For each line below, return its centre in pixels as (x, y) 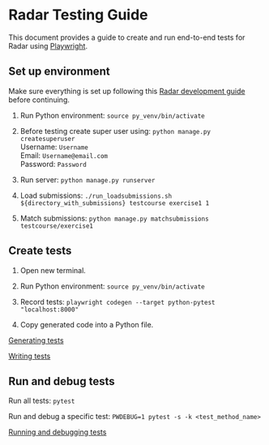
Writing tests (30, 356)
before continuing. (39, 100)
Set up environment (60, 72)
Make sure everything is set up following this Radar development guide (127, 91)
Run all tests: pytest (42, 401)
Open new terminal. (53, 270)
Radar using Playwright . (48, 45)
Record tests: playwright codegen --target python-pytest (118, 302)
